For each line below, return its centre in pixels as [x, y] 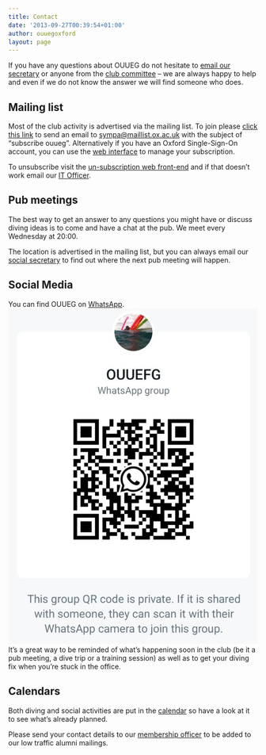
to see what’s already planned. [58, 719]
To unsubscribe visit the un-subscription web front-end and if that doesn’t [129, 167]
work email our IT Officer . [49, 175]
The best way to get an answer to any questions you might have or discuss [130, 219]
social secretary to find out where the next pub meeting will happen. [120, 260]
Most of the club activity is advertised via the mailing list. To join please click [133, 126]
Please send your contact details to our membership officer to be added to [130, 734]
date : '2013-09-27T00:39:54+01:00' [67, 25]
